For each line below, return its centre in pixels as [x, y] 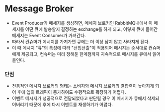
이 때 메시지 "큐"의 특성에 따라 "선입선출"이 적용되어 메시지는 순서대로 [80, 48]
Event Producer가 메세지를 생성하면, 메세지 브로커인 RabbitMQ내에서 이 [82, 23]
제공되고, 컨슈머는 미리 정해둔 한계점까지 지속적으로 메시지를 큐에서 [86, 54]
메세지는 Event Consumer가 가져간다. [49, 35]
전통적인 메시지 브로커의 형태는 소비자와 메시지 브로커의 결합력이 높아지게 [83, 86]
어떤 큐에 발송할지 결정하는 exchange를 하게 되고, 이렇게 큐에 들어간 [91, 29]
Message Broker [39, 9]
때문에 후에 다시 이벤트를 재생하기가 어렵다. [71, 105]
